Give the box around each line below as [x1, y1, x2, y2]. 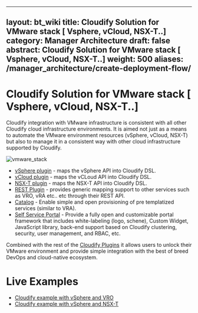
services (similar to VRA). [14, 205, 77, 212]
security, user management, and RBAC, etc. [14, 230, 121, 237]
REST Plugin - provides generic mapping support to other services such [14, 186, 190, 193]
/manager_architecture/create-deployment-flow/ [6, 63, 192, 74]
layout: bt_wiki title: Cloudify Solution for [6, 17, 160, 27]
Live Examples [6, 275, 78, 288]
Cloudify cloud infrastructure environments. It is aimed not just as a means [6, 125, 187, 133]
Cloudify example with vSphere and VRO [14, 294, 114, 301]
